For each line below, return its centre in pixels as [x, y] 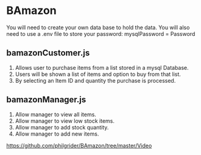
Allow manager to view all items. [55, 114]
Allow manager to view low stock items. [65, 121]
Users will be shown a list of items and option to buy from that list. [98, 74]
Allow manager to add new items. [57, 134]
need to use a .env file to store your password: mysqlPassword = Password [101, 33]
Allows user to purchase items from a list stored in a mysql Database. [102, 67]
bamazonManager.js [46, 100]
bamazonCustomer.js [48, 53]
